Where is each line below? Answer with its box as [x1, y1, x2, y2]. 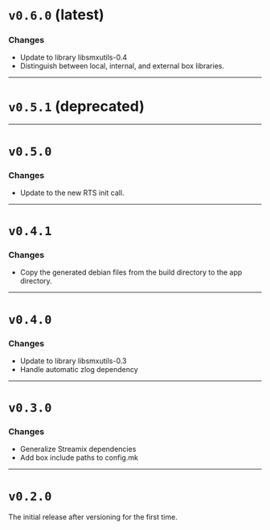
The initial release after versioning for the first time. [8, 512, 178, 522]
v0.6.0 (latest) [8, 6, 104, 24]
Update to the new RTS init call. [19, 188, 125, 197]
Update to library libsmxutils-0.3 [19, 356, 127, 366]
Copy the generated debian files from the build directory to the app [19, 267, 243, 277]
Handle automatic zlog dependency [19, 364, 138, 374]
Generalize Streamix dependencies [19, 445, 137, 454]
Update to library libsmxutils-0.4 [19, 52, 127, 62]
